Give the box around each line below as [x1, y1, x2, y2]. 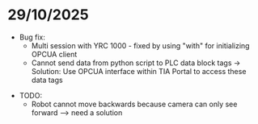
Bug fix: [19, 32, 46, 42]
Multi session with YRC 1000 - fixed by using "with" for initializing [31, 40, 250, 50]
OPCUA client [31, 49, 78, 59]
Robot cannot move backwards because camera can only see [31, 99, 238, 109]
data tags [31, 75, 63, 85]
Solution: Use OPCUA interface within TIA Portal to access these [31, 66, 247, 76]
